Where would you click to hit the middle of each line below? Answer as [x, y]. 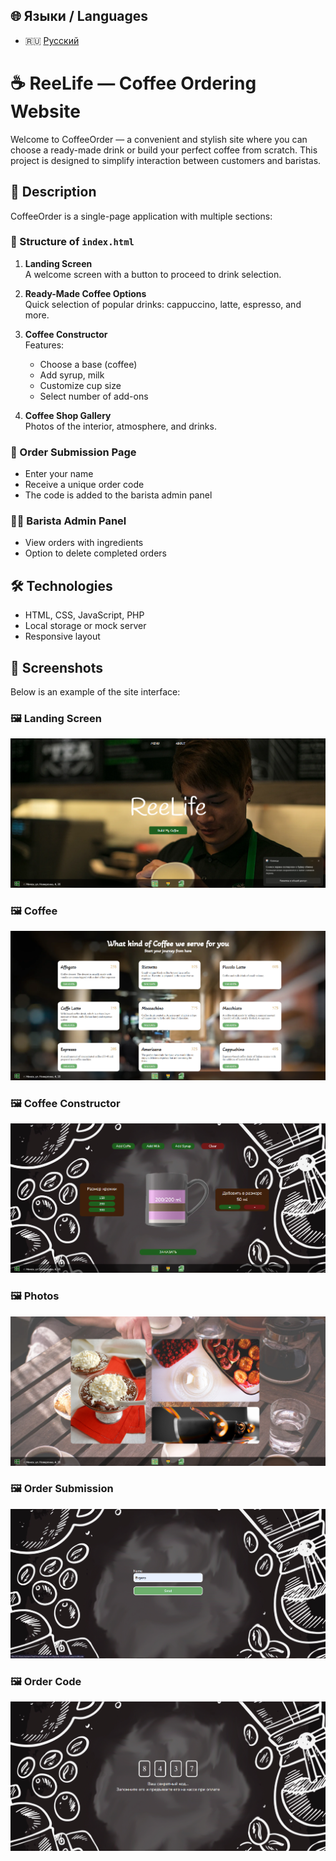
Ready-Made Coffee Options [85, 293]
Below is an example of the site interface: [95, 692]
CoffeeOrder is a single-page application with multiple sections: [141, 216]
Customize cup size [80, 385]
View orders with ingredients [84, 543]
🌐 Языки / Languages [79, 16]
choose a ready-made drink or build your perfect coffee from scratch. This [164, 150]
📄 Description [53, 192]
